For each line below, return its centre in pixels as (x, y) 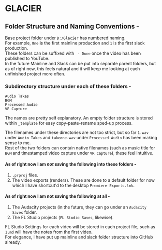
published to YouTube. (27, 58)
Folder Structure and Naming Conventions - (72, 26)
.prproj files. (25, 175)
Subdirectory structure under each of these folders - (68, 86)
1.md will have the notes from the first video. (49, 232)
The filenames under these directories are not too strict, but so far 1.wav (77, 132)
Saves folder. (24, 212)
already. (13, 242)
